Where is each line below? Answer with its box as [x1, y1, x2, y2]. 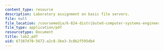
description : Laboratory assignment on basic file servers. [5, 12, 130, 17]
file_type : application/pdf [5, 25, 62, 30]
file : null [5, 16, 27, 21]
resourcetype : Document [5, 30, 54, 34]
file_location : [5, 20, 36, 26]
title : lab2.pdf [5, 34, 38, 39]
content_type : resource [5, 7, 54, 12]
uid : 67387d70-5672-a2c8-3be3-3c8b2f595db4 [5, 39, 95, 44]
